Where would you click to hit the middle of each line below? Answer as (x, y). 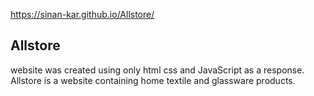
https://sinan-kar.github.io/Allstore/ (82, 14)
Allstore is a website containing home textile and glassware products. (153, 80)
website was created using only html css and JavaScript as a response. (157, 70)
